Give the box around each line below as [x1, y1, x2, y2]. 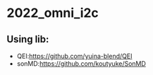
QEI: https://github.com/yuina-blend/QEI [16, 52, 133, 60]
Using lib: [6, 33, 49, 45]
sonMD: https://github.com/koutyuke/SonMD [16, 59, 146, 68]
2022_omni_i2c [6, 5, 99, 21]
